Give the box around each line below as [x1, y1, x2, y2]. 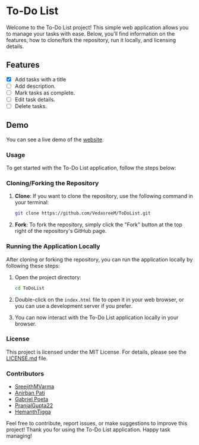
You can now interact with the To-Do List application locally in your [14, 314, 179, 321]
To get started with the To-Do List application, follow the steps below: [6, 165, 176, 172]
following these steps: [6, 262, 61, 269]
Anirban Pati [14, 389, 46, 396]
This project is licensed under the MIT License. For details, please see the [6, 348, 187, 355]
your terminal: [14, 199, 49, 206]
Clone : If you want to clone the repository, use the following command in [14, 192, 193, 200]
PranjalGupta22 [14, 402, 53, 409]
